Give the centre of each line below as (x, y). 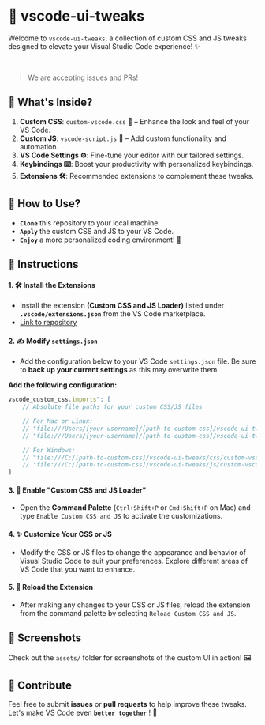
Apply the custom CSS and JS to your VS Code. (97, 231)
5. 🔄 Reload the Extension (50, 587)
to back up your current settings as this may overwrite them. (119, 370)
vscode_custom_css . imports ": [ (60, 400)
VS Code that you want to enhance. (77, 569)
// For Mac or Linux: (58, 421)
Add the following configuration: (63, 385)
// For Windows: (49, 450)
